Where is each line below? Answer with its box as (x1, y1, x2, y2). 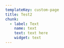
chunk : (5, 16, 19, 21)
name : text (14, 26, 37, 31)
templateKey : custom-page (5, 7, 59, 12)
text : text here (14, 30, 48, 35)
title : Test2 (5, 12, 32, 17)
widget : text (14, 35, 41, 40)
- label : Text (9, 21, 39, 26)
